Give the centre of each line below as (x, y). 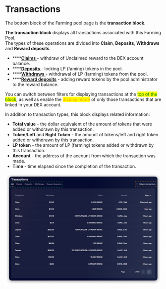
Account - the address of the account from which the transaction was (84, 156)
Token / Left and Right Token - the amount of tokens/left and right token (85, 134)
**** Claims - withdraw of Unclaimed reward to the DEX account (78, 58)
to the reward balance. (35, 84)
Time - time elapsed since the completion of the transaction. (74, 166)
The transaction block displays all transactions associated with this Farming (83, 32)
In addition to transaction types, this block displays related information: (78, 114)
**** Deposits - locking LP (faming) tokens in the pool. (67, 69)
